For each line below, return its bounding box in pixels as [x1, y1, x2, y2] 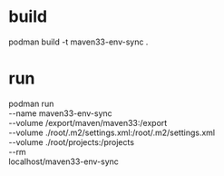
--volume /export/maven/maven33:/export [8, 117, 168, 128]
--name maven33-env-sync [8, 107, 112, 119]
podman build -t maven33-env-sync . [8, 36, 149, 47]
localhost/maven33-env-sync [8, 156, 120, 167]
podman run [8, 98, 54, 109]
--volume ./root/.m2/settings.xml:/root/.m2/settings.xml [8, 127, 215, 138]
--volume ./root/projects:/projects [8, 136, 135, 147]
